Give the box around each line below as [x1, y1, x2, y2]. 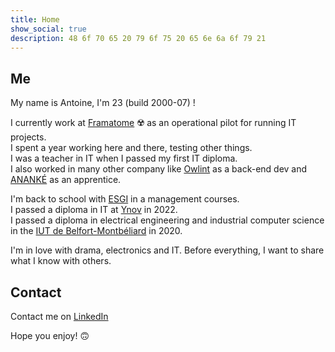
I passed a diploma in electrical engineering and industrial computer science [10, 214, 325, 226]
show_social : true [10, 24, 87, 34]
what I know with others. [10, 255, 112, 267]
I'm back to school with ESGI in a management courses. [10, 193, 240, 205]
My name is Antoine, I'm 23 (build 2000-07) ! [10, 97, 196, 109]
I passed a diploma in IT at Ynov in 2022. [10, 204, 178, 216]
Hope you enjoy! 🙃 [10, 330, 90, 341]
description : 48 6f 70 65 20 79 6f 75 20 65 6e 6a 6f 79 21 [10, 33, 267, 43]
